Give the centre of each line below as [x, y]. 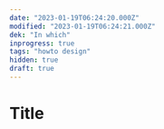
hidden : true [34, 60]
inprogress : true [42, 43]
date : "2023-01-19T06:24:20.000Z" [75, 18]
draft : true [32, 69]
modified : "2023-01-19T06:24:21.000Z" [82, 26]
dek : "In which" [40, 35]
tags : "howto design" [50, 52]
